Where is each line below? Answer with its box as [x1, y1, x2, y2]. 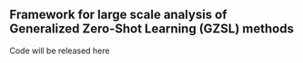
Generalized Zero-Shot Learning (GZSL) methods [9, 22, 294, 37]
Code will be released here [9, 45, 110, 56]
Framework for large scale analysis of [9, 7, 227, 22]
